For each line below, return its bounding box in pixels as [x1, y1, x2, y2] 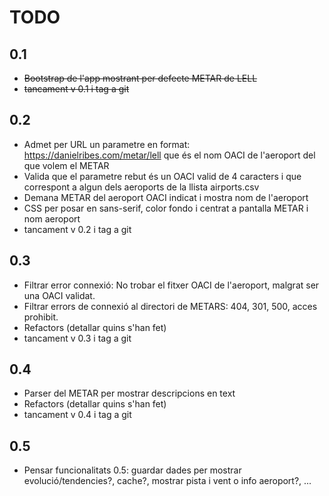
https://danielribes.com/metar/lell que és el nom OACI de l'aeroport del [23, 149, 316, 161]
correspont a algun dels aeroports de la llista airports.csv [23, 181, 260, 193]
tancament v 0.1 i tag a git [23, 83, 130, 95]
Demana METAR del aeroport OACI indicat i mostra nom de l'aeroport [23, 191, 309, 203]
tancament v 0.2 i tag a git [23, 223, 132, 235]
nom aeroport [23, 212, 81, 225]
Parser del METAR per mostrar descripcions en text [23, 387, 236, 400]
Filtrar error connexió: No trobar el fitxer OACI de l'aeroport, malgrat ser [23, 279, 320, 291]
